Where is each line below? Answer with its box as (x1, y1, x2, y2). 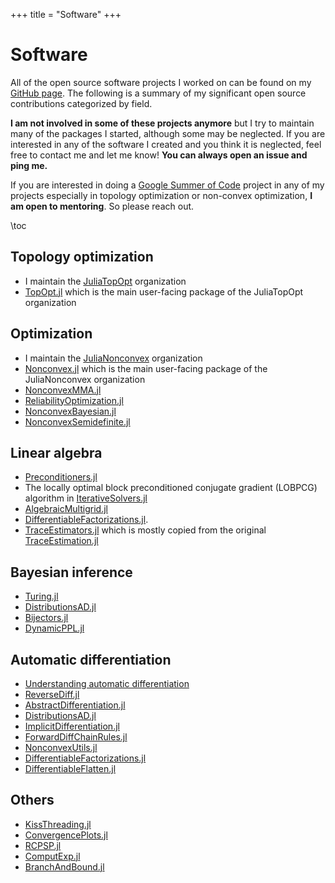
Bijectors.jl (24, 612, 69, 624)
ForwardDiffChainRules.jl (24, 731, 128, 743)
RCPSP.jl (24, 839, 62, 851)
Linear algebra (10, 444, 103, 461)
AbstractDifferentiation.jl (24, 699, 126, 711)
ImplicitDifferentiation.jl (24, 720, 120, 732)
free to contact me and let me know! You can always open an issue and (10, 149, 308, 161)
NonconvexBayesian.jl (24, 405, 117, 417)
